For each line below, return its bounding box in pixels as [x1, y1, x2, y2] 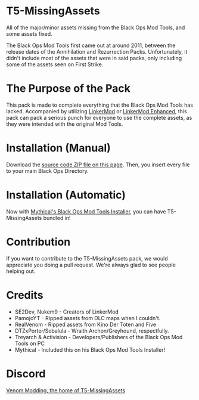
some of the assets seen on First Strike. [6, 61, 104, 68]
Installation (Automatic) [6, 188, 126, 201]
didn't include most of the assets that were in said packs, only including [6, 54, 182, 61]
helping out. [6, 267, 36, 275]
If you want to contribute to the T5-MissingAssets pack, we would [6, 255, 168, 262]
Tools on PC [14, 340, 45, 347]
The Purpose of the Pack [6, 82, 131, 95]
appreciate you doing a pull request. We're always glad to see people [6, 261, 176, 268]
